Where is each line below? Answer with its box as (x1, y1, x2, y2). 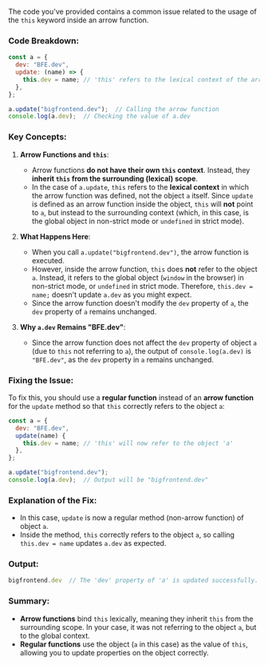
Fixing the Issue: (8, 375, 74, 386)
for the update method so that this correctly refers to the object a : (8, 401, 225, 411)
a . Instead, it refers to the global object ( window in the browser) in (31, 272, 245, 282)
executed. (31, 255, 65, 265)
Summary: (8, 595, 50, 607)
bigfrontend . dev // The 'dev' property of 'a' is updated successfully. (8, 576, 259, 585)
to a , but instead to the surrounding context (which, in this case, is (31, 207, 250, 217)
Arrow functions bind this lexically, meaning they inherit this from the (19, 614, 254, 623)
